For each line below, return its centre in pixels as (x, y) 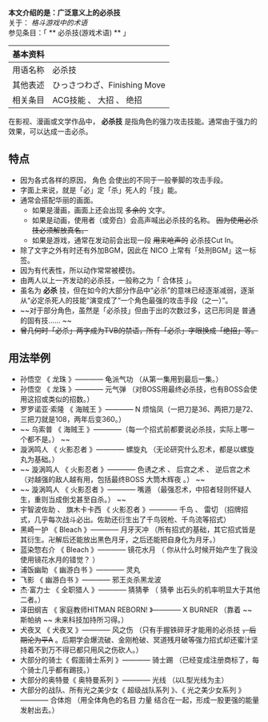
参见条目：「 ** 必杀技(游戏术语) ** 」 (69, 32)
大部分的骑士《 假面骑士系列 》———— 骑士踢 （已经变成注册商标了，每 (140, 659)
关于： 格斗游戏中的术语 (48, 22)
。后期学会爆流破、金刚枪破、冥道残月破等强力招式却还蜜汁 (153, 639)
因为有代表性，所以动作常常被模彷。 (80, 270)
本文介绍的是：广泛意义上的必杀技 (64, 12)
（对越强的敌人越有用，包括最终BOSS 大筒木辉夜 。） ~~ (112, 479)
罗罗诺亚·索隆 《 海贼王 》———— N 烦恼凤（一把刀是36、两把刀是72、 (138, 409)
